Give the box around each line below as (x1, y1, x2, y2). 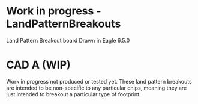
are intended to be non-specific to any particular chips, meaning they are (6, 84, 187, 91)
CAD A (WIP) (6, 58, 71, 72)
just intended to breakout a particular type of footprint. (6, 90, 141, 97)
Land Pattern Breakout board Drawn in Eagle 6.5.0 (6, 37, 130, 44)
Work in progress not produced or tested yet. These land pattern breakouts (6, 78, 192, 85)
